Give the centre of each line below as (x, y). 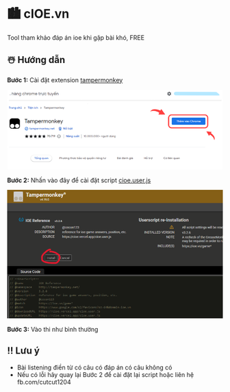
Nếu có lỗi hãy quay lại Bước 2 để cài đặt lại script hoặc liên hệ (105, 374)
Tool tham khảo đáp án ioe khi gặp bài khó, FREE (76, 37)
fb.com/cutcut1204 (44, 382)
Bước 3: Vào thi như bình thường (53, 330)
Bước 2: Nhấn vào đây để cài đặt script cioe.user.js (79, 180)
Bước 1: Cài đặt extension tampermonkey (65, 79)
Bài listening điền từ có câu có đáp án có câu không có (94, 367)
